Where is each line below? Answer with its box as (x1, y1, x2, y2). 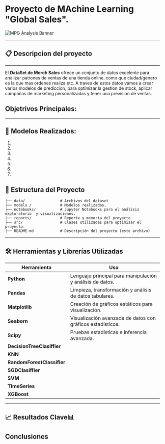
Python (7, 276, 25, 282)
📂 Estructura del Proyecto (5, 185, 85, 194)
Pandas (7, 289, 26, 296)
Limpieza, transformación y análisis (70, 287, 152, 293)
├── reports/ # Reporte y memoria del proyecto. (5, 216, 133, 221)
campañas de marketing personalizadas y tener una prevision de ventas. (5, 90, 152, 96)
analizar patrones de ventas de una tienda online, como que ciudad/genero (5, 75, 157, 80)
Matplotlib (7, 304, 32, 310)
